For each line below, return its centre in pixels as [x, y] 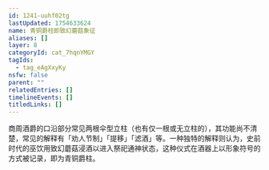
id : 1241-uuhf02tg [39, 16]
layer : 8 [23, 45]
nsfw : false [28, 75]
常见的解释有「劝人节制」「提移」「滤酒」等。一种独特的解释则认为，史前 [141, 138]
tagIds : [21, 61]
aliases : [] [28, 38]
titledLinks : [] [35, 105]
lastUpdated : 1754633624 [50, 23]
